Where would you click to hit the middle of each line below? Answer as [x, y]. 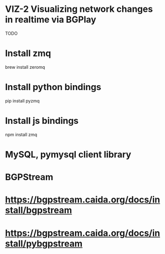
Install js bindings [42, 121]
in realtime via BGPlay [51, 20]
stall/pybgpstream [44, 243]
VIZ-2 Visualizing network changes [79, 9]
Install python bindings [53, 87]
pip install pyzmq [22, 101]
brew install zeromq [25, 67]
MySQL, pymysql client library [68, 154]
